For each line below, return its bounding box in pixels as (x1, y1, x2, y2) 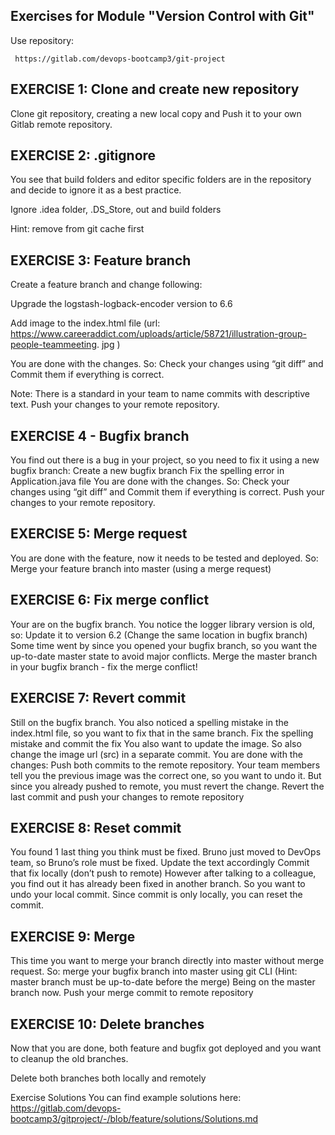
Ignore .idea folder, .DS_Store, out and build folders (10, 204, 222, 216)
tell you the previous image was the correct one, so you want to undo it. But (10, 769, 322, 781)
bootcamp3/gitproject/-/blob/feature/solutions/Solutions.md (10, 1112, 259, 1124)
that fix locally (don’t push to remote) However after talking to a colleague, (10, 867, 317, 879)
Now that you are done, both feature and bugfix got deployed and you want (10, 1042, 322, 1054)
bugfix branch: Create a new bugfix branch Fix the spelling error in (10, 465, 285, 477)
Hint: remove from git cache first (10, 223, 145, 235)
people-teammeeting (10, 339, 97, 351)
